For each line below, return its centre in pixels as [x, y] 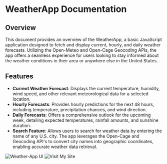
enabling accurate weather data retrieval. [55, 147]
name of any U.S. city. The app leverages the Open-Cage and [76, 136]
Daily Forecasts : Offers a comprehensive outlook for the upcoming [81, 115]
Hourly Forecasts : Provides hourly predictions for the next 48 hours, [83, 104]
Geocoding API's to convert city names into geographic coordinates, [83, 141]
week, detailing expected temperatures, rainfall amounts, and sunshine [85, 120]
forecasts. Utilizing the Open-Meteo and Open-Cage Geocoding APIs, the [81, 50]
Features [19, 77]
